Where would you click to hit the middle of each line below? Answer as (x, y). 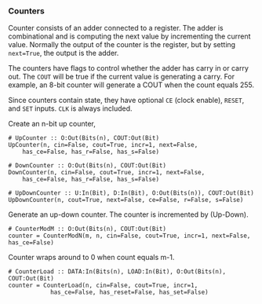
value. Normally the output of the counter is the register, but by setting (122, 45)
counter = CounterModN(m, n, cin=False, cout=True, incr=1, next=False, (129, 236)
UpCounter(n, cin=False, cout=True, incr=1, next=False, (103, 145)
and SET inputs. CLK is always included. (70, 108)
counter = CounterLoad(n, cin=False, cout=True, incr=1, (103, 286)
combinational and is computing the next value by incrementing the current (129, 36)
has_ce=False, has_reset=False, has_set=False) (129, 292)
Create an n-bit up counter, (52, 124)
